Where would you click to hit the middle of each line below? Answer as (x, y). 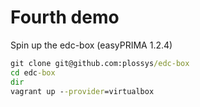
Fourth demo (65, 17)
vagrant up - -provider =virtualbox (82, 91)
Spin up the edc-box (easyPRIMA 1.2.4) (91, 45)
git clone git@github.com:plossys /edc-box (100, 63)
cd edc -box (33, 72)
